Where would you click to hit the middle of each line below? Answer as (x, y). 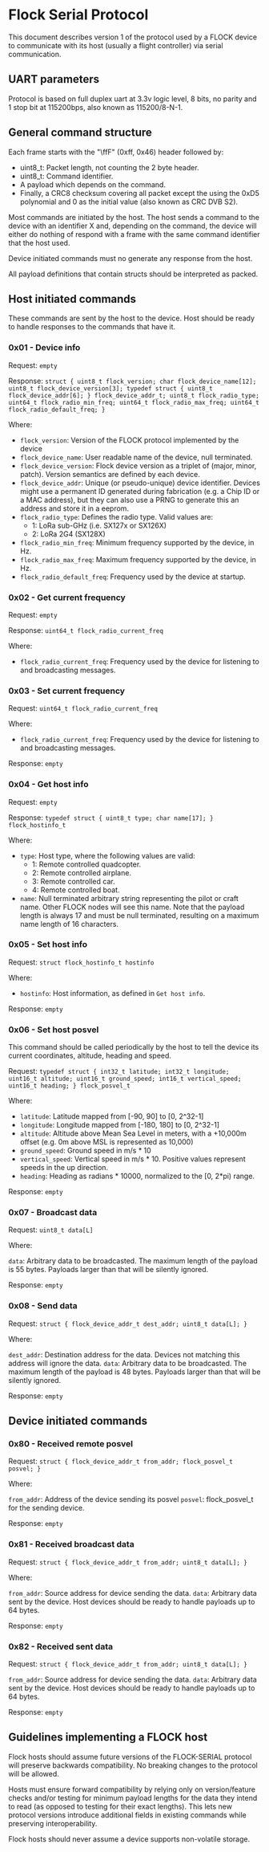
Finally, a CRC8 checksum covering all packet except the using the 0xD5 (140, 193)
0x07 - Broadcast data (53, 1213)
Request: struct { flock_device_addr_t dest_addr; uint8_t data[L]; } (128, 1324)
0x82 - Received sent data (61, 1646)
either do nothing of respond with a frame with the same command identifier (134, 234)
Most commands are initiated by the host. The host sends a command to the (134, 217)
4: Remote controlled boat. (76, 890)
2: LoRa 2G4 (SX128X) (68, 534)
